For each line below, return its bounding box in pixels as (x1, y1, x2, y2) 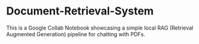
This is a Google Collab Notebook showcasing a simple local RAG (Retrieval (6, 24, 194, 31)
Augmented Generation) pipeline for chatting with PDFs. (6, 30, 146, 37)
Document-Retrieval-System (6, 4, 154, 18)
